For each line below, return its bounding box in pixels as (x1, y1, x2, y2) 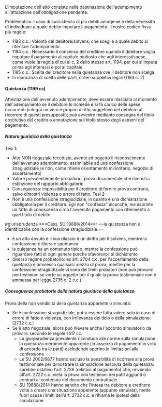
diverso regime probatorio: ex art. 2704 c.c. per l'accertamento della (12, 256, 149, 262)
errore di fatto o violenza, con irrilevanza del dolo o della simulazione (12, 315, 150, 321)
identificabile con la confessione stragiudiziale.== (5, 226, 104, 232)
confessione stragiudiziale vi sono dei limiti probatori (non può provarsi (12, 267, 154, 272)
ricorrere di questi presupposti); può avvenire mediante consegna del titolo (5, 112, 154, 118)
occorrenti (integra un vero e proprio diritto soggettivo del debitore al (5, 107, 143, 113)
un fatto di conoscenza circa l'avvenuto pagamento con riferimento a (12, 206, 150, 213)
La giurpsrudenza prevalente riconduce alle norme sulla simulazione (19, 336, 156, 341)
